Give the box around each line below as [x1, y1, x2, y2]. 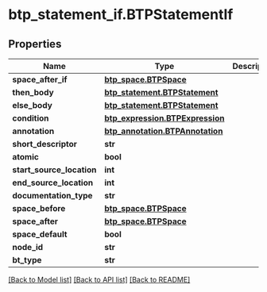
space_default [12, 229, 68, 240]
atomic [12, 152, 40, 162]
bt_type [12, 255, 42, 265]
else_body [12, 100, 53, 110]
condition [12, 113, 49, 124]
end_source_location [12, 177, 94, 188]
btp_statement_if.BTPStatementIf [8, 6, 234, 24]
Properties [8, 37, 62, 51]
